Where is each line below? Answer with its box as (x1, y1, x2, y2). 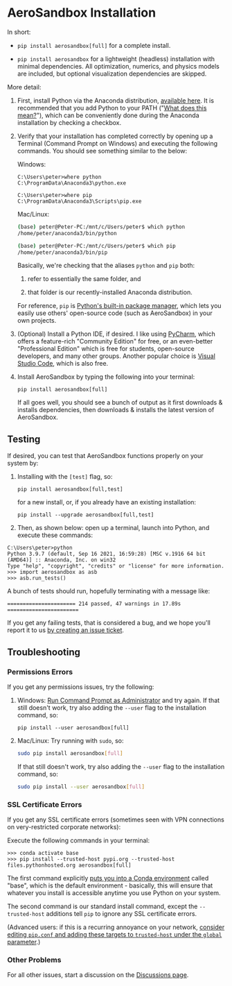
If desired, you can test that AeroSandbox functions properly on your (7, 452, 204, 460)
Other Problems (7, 955, 62, 964)
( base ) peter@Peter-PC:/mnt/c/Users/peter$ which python (17, 223, 186, 230)
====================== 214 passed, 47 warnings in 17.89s (7, 600, 181, 608)
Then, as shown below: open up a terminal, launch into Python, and (17, 524, 210, 532)
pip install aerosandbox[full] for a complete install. (17, 41, 171, 49)
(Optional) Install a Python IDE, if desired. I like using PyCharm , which (17, 330, 216, 338)
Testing (7, 433, 41, 445)
